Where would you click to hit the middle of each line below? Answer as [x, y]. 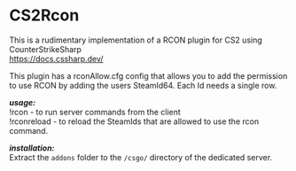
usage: [23, 102]
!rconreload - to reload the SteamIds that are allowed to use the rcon [134, 121]
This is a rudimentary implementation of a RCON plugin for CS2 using [136, 40]
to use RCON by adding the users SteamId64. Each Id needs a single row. [143, 85]
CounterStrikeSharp [46, 49]
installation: [32, 148]
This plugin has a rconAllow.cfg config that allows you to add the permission [148, 75]
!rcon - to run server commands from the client [95, 112]
